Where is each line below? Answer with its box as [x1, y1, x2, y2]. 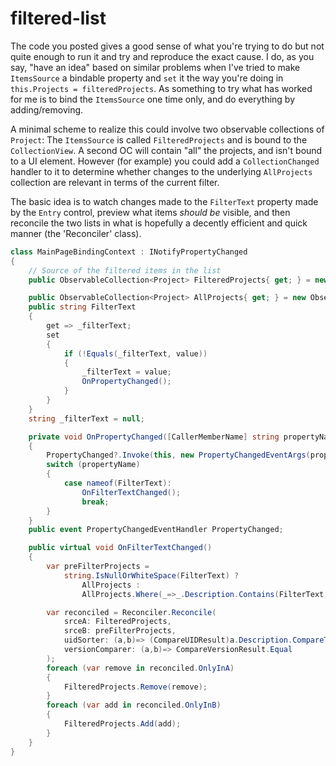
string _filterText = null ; [28, 413, 145, 424]
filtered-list [10, 7, 107, 30]
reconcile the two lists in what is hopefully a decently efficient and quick [10, 217, 308, 229]
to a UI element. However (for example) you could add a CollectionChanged [10, 155, 320, 167]
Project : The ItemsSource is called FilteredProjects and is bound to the [10, 133, 308, 146]
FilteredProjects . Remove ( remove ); [63, 682, 208, 692]
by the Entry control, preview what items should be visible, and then [10, 206, 291, 218]
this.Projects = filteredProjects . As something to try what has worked [10, 82, 313, 94]
